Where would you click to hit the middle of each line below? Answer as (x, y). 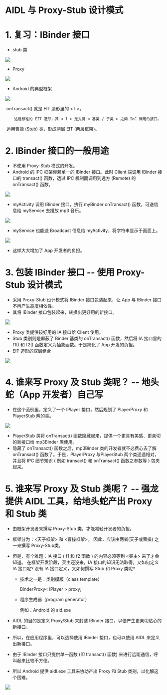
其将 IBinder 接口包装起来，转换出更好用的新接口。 (65, 312)
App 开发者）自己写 (63, 395)
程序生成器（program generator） (55, 599)
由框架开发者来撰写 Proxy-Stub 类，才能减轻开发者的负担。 (73, 528)
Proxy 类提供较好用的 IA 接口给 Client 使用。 (58, 332)
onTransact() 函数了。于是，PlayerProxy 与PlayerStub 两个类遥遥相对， (86, 454)
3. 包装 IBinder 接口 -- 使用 (60, 273)
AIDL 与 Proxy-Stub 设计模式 (64, 10)
